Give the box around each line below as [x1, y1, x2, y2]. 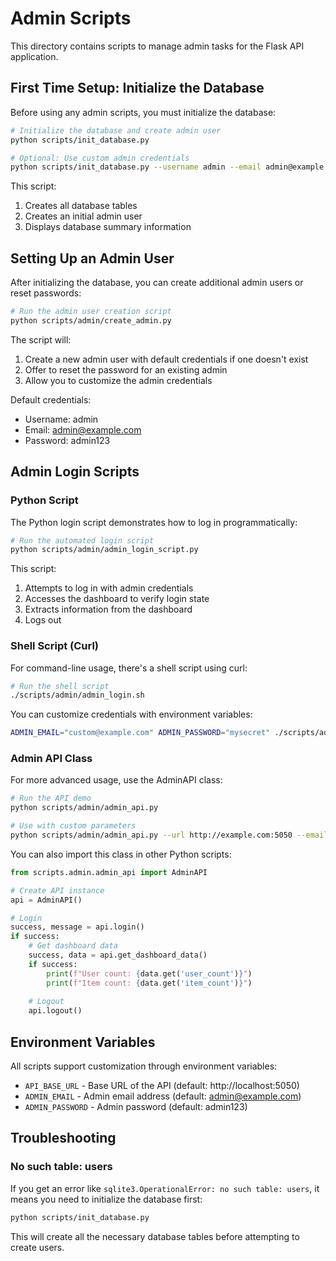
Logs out [24, 614, 62, 626]
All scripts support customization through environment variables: [10, 1060, 278, 1072]
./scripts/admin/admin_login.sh [10, 690, 145, 701]
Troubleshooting [10, 1130, 117, 1147]
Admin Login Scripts [10, 463, 140, 481]
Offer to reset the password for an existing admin [24, 363, 228, 376]
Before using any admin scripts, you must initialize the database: [10, 106, 277, 118]
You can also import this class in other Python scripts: [10, 848, 232, 860]
